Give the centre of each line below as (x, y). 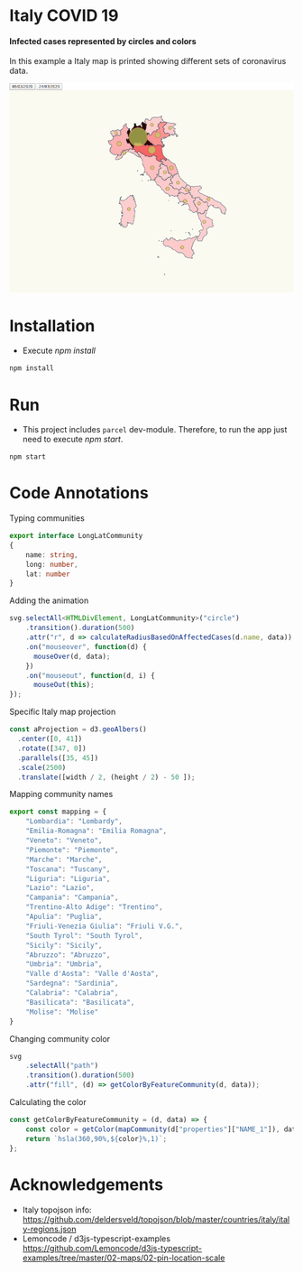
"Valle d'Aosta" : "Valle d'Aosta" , (92, 974)
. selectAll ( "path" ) (62, 1066)
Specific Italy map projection (63, 712)
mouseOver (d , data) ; (72, 656)
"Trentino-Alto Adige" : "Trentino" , (95, 907)
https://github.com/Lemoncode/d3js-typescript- (112, 1248)
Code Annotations (79, 493)
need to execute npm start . (73, 440)
